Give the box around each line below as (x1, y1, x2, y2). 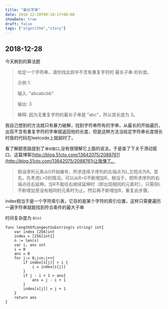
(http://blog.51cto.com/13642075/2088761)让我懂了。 (5, 158, 116, 164)
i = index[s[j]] (31, 264, 66, 269)
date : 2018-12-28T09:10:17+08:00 (5, 12, 75, 17)
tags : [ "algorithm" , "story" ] (5, 26, 66, 31)
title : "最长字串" (5, 7, 41, 13)
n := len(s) (14, 238, 39, 243)
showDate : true (5, 17, 37, 22)
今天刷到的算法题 (5, 58, 40, 64)
